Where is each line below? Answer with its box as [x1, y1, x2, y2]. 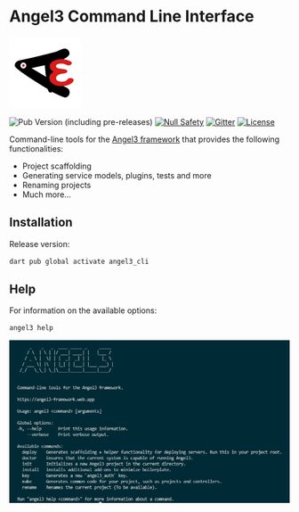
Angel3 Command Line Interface [9, 6, 255, 27]
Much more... [21, 189, 71, 200]
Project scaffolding [21, 161, 92, 171]
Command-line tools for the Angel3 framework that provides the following [9, 134, 280, 145]
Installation [9, 215, 73, 230]
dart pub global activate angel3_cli [9, 257, 149, 266]
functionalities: [9, 143, 64, 153]
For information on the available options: [9, 305, 158, 316]
